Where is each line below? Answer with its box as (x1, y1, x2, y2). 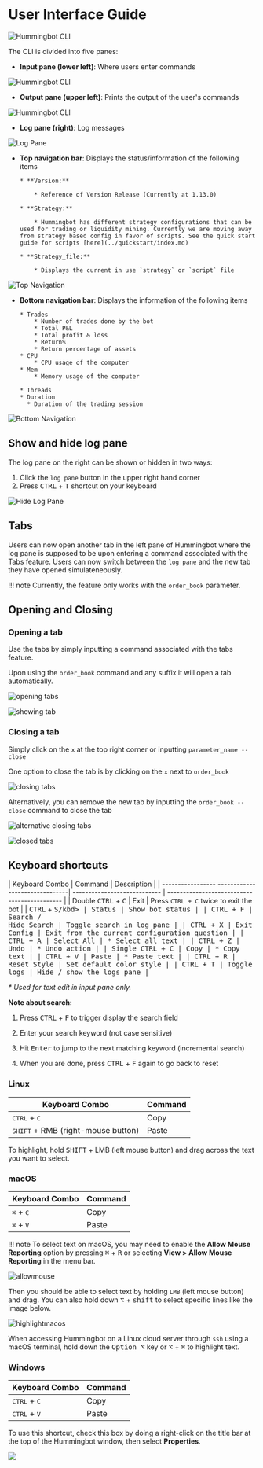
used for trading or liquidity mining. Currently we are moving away (19, 225, 253, 233)
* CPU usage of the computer (34, 359, 130, 366)
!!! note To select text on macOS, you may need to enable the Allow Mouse (8, 1239, 251, 1249)
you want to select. (8, 1153, 70, 1163)
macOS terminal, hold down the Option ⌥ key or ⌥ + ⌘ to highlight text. (8, 1342, 240, 1352)
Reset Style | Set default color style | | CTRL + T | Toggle (8, 960, 253, 969)
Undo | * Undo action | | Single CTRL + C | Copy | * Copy (8, 944, 241, 953)
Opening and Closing (8, 603, 114, 616)
